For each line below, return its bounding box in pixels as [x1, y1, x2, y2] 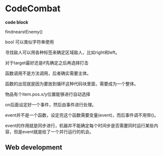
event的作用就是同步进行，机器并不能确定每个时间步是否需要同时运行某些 [5, 123, 154, 128]
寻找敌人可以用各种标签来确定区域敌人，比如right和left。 [5, 49, 120, 55]
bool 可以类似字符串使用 [5, 39, 54, 45]
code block [5, 19, 28, 25]
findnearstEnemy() [5, 29, 43, 34]
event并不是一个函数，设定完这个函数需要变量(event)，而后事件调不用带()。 [5, 112, 159, 118]
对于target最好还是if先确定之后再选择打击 [5, 60, 89, 65]
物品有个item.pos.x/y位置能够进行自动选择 [5, 91, 91, 97]
